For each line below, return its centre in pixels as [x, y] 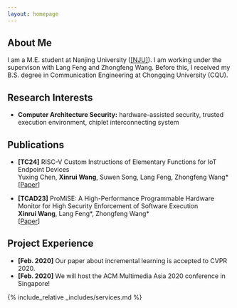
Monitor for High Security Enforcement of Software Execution [108, 206]
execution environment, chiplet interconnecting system [98, 123]
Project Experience [51, 243]
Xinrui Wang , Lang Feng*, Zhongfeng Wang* [83, 214]
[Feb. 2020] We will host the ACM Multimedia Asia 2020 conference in [122, 276]
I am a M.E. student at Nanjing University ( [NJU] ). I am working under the [115, 60]
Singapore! [34, 283]
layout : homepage [33, 14]
